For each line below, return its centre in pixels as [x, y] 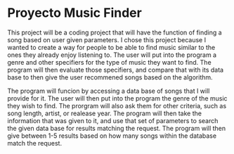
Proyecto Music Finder [74, 13]
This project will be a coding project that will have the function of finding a [115, 32]
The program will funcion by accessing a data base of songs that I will [109, 91]
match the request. [34, 143]
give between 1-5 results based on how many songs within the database [112, 136]
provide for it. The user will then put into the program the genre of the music [117, 98]
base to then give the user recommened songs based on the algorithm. [110, 77]
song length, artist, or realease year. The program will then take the [105, 113]
